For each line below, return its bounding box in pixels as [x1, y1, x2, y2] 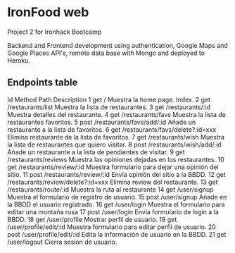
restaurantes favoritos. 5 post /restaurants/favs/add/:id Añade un [7, 118, 196, 126]
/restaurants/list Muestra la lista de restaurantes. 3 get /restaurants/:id [7, 103, 211, 111]
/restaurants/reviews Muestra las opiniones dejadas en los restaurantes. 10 [7, 155, 224, 163]
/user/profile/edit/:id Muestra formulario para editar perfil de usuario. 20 [7, 223, 216, 231]
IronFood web [7, 4, 89, 20]
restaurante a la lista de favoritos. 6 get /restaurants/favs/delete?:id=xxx [7, 125, 217, 134]
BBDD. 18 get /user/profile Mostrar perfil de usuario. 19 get [7, 215, 177, 223]
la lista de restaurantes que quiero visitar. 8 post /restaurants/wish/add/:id [7, 140, 222, 149]
